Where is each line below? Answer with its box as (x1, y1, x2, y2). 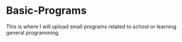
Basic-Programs (6, 4, 87, 17)
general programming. (6, 29, 60, 36)
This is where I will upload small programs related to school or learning (6, 23, 177, 30)
